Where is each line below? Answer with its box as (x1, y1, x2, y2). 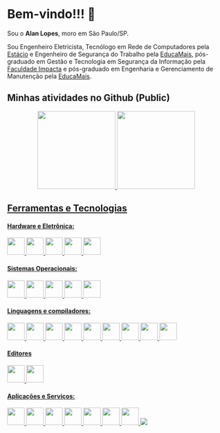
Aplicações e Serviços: (7, 391, 75, 400)
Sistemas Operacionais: (7, 264, 77, 272)
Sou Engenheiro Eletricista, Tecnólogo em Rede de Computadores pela (7, 42, 210, 51)
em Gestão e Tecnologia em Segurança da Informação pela (36, 57, 206, 65)
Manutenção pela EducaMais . (7, 72, 92, 80)
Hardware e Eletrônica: (7, 222, 75, 230)
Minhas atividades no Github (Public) (7, 92, 171, 104)
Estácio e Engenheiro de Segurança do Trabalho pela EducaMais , (7, 50, 194, 58)
